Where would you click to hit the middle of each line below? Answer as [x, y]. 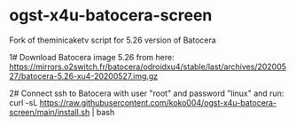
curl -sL [23, 102]
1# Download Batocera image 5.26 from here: [92, 57]
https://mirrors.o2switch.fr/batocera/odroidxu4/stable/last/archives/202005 [148, 67]
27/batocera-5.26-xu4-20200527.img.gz [84, 75]
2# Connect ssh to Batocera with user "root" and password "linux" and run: [147, 93]
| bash [103, 112]
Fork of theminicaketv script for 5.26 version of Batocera [113, 40]
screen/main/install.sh [50, 112]
